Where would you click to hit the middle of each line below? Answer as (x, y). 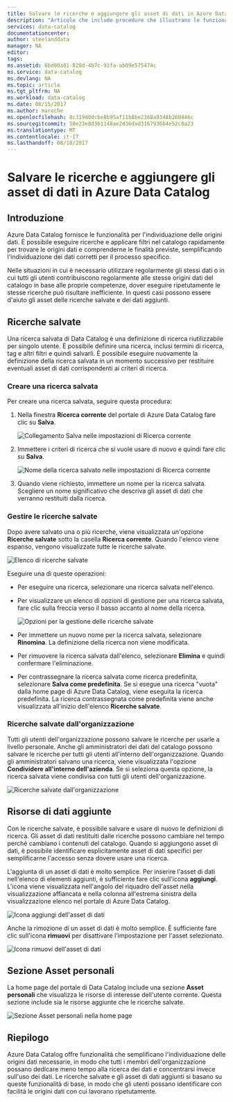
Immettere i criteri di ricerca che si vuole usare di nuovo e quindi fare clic (121, 449)
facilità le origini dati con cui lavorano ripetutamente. (82, 1092)
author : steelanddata (38, 40)
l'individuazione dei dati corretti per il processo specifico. (89, 257)
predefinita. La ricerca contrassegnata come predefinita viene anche (115, 699)
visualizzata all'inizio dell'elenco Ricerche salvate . (89, 706)
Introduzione (36, 218)
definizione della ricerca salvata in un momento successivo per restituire (111, 361)
